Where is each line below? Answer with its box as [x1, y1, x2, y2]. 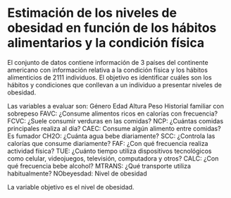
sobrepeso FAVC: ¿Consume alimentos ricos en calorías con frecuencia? [7, 109, 218, 118]
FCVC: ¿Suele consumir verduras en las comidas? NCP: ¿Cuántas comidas [7, 116, 224, 125]
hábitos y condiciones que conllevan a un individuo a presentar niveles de [7, 80, 222, 89]
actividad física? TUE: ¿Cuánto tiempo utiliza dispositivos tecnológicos [7, 147, 212, 155]
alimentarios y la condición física [7, 35, 205, 51]
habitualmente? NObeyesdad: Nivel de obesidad [7, 169, 148, 178]
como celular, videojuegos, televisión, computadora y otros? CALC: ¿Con [7, 154, 219, 163]
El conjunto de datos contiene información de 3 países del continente [7, 58, 209, 66]
